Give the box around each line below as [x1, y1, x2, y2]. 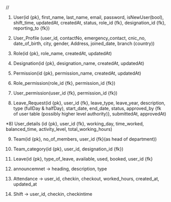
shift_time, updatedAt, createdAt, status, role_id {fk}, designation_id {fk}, [13, 20, 166, 26]
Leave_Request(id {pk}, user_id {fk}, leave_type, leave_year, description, [13, 100, 165, 106]
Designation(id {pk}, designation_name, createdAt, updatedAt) [13, 60, 144, 66]
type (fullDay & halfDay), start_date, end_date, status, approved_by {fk [13, 105, 161, 111]
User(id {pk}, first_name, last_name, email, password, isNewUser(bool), [13, 14, 164, 20]
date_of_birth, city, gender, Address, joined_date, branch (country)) [13, 40, 155, 47]
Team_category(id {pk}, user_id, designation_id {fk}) [13, 146, 124, 152]
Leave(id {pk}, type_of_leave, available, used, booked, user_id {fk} [13, 156, 153, 162]
